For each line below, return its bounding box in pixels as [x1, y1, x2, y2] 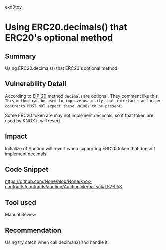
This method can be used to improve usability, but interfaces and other [5, 98, 162, 103]
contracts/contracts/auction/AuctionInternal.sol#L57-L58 [5, 184, 122, 190]
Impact [5, 132, 27, 141]
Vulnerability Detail [5, 80, 66, 88]
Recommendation [5, 226, 61, 234]
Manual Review [5, 212, 36, 218]
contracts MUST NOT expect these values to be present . [5, 102, 123, 109]
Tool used [5, 198, 36, 207]
